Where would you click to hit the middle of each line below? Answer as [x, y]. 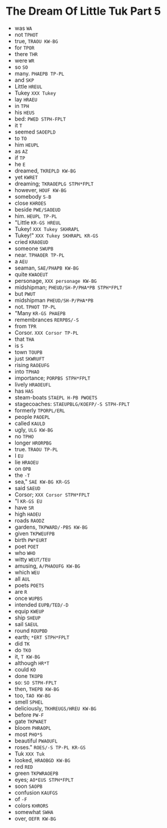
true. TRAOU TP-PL [36, 449]
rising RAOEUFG [32, 365]
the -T [22, 475]
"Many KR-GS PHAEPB [40, 313]
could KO [25, 669]
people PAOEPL [32, 416]
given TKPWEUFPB [35, 533]
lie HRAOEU [27, 462]
